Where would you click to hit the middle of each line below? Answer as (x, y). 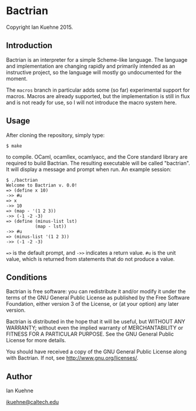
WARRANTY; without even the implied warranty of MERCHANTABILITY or (95, 328)
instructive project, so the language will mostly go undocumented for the (94, 72)
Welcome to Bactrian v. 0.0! (42, 185)
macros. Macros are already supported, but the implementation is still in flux (98, 96)
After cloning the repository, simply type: (55, 135)
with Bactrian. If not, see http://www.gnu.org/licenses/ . (72, 358)
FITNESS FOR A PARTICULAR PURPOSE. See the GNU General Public (90, 334)
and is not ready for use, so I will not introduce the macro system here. (92, 102)
